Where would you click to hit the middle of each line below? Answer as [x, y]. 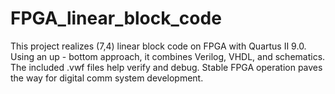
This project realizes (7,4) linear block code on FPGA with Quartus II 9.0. [158, 46]
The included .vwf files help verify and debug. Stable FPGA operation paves [166, 67]
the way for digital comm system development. [107, 78]
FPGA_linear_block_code [116, 18]
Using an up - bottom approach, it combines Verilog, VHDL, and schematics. [168, 56]
